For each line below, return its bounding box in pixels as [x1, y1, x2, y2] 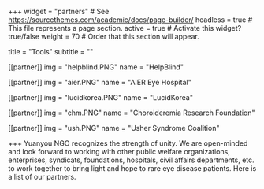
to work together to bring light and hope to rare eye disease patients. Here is [8, 164, 257, 172]
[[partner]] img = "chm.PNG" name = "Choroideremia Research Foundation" [8, 108, 255, 117]
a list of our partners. [8, 172, 76, 181]
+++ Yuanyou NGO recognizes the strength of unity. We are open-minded [8, 139, 248, 148]
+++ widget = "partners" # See [8, 7, 110, 16]
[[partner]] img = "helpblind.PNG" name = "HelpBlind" [8, 62, 184, 72]
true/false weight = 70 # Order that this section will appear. [8, 31, 199, 41]
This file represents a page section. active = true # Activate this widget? [8, 24, 242, 32]
